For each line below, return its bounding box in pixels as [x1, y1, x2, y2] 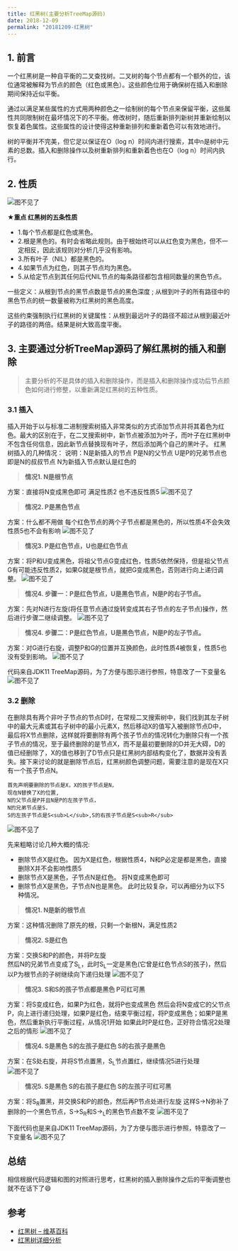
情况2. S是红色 [24, 936, 68, 945]
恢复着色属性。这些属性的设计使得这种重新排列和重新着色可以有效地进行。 [7, 122, 225, 131]
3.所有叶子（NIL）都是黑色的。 [17, 254, 108, 263]
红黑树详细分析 [17, 1236, 62, 1245]
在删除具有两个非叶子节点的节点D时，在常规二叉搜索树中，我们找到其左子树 [7, 713, 229, 722]
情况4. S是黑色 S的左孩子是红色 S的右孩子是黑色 [24, 1042, 166, 1050]
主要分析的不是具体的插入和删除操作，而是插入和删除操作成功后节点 [24, 376, 224, 385]
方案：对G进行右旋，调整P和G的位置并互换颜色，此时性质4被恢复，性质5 [7, 644, 221, 652]
